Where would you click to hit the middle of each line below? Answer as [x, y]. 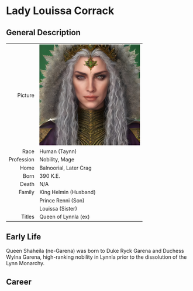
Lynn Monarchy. [25, 263]
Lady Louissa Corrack [60, 11]
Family [27, 192]
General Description [43, 33]
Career [19, 282]
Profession [22, 160]
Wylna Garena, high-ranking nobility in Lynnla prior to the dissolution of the [96, 257]
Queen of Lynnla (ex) [65, 216]
